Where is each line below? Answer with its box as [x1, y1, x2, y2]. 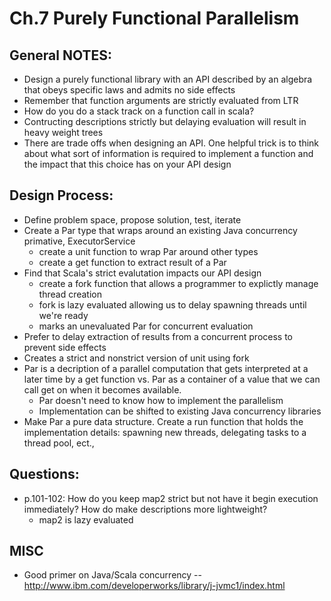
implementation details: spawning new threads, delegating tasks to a [23, 426, 307, 438]
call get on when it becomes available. [23, 383, 182, 396]
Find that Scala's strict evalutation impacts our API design [23, 267, 262, 279]
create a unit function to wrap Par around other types [38, 245, 259, 257]
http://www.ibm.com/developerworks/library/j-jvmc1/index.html [23, 580, 286, 592]
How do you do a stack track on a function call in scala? [23, 105, 255, 117]
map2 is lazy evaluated [38, 513, 134, 526]
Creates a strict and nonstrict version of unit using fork [23, 352, 250, 364]
